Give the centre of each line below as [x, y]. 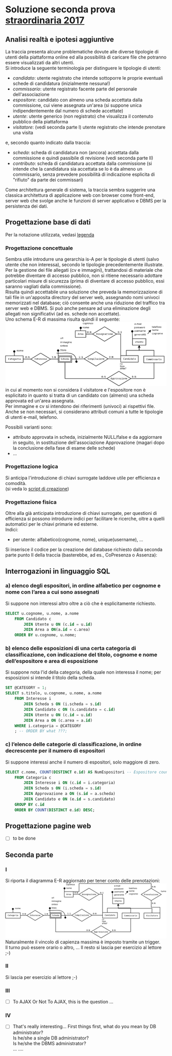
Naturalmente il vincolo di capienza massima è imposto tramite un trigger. [83, 942]
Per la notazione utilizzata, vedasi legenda [50, 234]
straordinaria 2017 [45, 20]
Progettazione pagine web [48, 826]
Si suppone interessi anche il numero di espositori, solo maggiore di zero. [83, 762]
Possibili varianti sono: [29, 427]
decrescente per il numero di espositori [55, 751]
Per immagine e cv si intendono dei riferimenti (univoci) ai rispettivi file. [80, 406]
